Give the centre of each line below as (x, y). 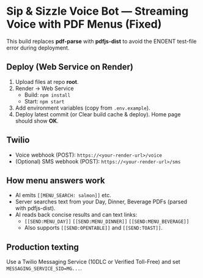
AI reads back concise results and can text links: (76, 215)
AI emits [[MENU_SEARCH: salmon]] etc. (63, 195)
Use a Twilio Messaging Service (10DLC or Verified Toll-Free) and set (93, 262)
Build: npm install (47, 95)
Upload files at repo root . (47, 81)
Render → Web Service (45, 88)
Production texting (43, 247)
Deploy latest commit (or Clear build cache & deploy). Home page (98, 114)
